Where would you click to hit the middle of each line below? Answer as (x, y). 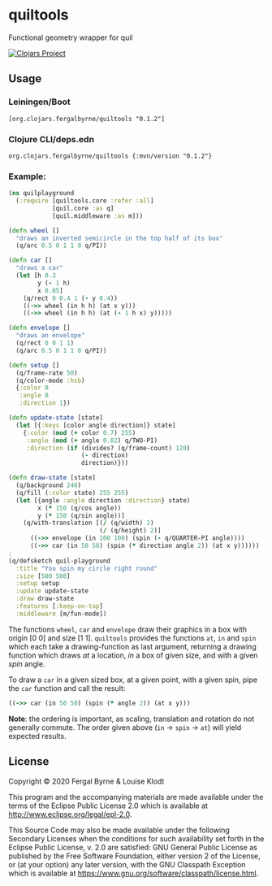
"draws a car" (39, 268)
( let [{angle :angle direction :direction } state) (103, 500)
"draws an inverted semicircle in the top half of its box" (119, 238)
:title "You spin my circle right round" (87, 568)
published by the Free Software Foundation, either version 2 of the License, (135, 856)
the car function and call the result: (67, 688)
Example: (27, 176)
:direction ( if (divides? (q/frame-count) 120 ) (108, 448)
